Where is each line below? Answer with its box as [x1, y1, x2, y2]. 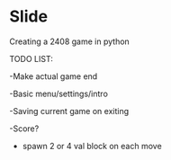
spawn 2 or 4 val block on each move [22, 140, 162, 151]
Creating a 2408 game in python [9, 36, 130, 47]
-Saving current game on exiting [9, 105, 130, 116]
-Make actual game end [9, 70, 98, 82]
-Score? [9, 123, 40, 134]
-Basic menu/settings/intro [9, 88, 108, 99]
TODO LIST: [9, 53, 54, 64]
